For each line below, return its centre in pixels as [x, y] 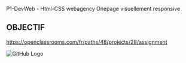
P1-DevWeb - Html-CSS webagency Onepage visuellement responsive [93, 9]
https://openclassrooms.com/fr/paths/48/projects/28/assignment [87, 42]
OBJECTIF [25, 27]
